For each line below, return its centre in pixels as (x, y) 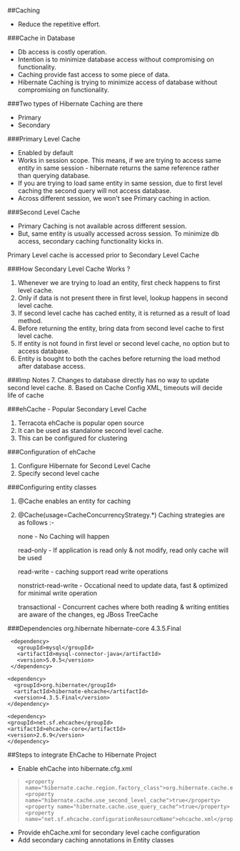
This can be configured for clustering (72, 438)
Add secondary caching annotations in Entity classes (96, 840)
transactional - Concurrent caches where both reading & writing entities (124, 607)
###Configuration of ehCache (52, 452)
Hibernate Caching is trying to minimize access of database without (117, 82)
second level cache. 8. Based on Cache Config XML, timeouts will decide (115, 388)
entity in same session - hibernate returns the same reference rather (119, 168)
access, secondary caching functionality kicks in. (90, 241)
